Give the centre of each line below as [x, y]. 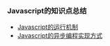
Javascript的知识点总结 [47, 10]
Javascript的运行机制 [48, 27]
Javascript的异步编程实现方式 [60, 36]
